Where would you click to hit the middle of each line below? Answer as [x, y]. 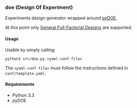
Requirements [20, 84]
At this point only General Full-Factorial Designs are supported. [69, 27]
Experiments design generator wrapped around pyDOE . [61, 18]
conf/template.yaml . [26, 73]
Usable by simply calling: [30, 50]
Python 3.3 [23, 95]
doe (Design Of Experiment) [39, 7]
